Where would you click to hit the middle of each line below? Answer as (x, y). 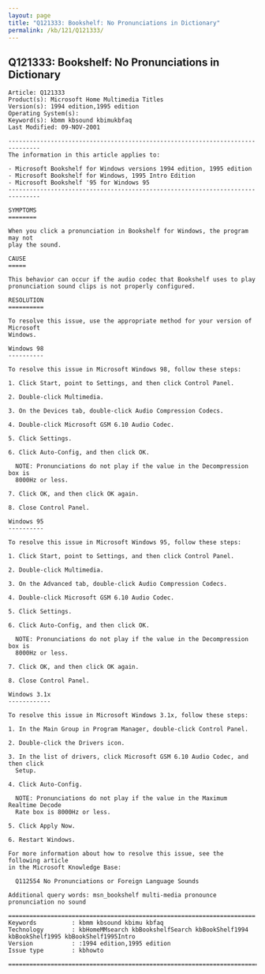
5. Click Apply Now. (42, 826)
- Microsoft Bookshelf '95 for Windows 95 (79, 183)
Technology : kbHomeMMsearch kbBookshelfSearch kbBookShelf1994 (128, 930)
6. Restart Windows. (42, 840)
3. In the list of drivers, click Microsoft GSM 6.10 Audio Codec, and (128, 757)
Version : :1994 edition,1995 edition (90, 944)
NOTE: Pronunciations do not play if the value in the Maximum (121, 798)
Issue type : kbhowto (56, 951)
